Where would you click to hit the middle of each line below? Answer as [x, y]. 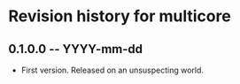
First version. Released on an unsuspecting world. [112, 70]
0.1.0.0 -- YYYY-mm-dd [76, 49]
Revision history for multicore [120, 16]
